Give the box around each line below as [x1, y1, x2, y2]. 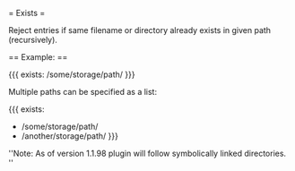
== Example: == [8, 52, 68, 62]
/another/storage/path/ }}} [21, 131, 118, 141]
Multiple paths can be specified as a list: [8, 87, 158, 97]
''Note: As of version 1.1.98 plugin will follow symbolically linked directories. [8, 148, 287, 158]
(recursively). [8, 35, 57, 45]
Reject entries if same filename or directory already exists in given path [8, 25, 271, 35]
